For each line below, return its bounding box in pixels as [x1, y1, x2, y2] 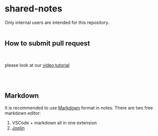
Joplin [11, 125, 25, 131]
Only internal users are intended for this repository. [4, 19, 110, 25]
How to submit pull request [4, 39, 90, 48]
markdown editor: [4, 110, 41, 116]
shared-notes [4, 3, 63, 14]
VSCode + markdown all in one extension [11, 120, 97, 126]
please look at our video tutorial [4, 62, 70, 68]
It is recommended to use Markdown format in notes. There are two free [4, 105, 153, 111]
